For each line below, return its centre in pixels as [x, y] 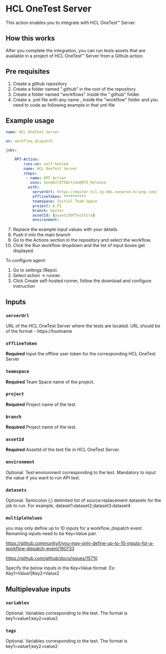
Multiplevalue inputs [38, 589]
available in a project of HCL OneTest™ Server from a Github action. [75, 56]
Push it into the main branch [42, 235]
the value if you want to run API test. [43, 478]
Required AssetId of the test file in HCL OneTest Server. [63, 450]
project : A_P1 [47, 206]
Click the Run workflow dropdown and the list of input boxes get [79, 246]
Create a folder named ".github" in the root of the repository [74, 89]
